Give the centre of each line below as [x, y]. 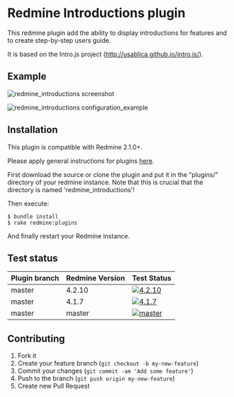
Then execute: [28, 203]
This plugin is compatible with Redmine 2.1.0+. [75, 147]
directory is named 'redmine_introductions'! [71, 189]
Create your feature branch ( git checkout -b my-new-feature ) [108, 364]
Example [27, 76]
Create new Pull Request [54, 386]
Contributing [36, 338]
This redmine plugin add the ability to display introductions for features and [117, 33]
